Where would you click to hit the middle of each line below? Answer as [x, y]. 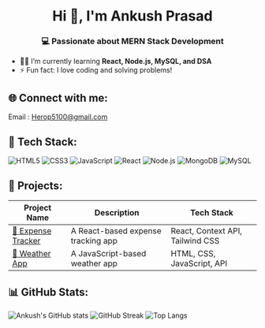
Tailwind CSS [195, 240]
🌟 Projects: [35, 186]
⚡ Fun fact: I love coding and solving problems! [96, 70]
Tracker [26, 240]
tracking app [94, 240]
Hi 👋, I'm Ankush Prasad [132, 16]
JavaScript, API [199, 263]
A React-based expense [116, 230]
